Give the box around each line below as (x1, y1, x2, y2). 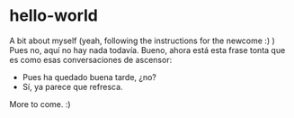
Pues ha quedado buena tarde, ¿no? (22, 71, 157, 82)
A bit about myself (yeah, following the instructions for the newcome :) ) (9, 35, 276, 46)
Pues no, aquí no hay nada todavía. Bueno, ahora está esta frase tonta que (9, 44, 286, 55)
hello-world (9, 5, 99, 26)
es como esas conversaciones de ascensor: (9, 54, 173, 65)
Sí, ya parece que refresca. (22, 81, 123, 92)
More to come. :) (9, 98, 71, 109)
